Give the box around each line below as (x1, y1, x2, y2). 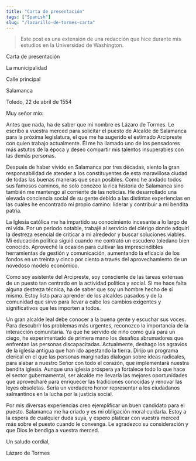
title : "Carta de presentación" (6, 8, 85, 15)
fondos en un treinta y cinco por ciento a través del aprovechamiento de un (6, 256, 188, 263)
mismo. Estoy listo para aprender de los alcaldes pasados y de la (6, 292, 163, 299)
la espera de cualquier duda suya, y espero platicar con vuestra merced (6, 414, 180, 422)
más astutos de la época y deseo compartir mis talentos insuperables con (6, 146, 184, 153)
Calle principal (6, 76, 41, 83)
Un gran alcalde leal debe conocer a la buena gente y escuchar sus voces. (6, 316, 186, 323)
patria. (6, 207, 22, 214)
